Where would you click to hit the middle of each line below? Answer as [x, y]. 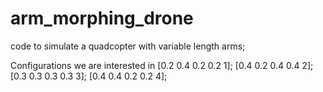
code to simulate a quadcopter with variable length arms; [128, 46]
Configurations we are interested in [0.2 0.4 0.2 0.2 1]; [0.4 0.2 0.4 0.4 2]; [162, 65]
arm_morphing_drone [102, 18]
